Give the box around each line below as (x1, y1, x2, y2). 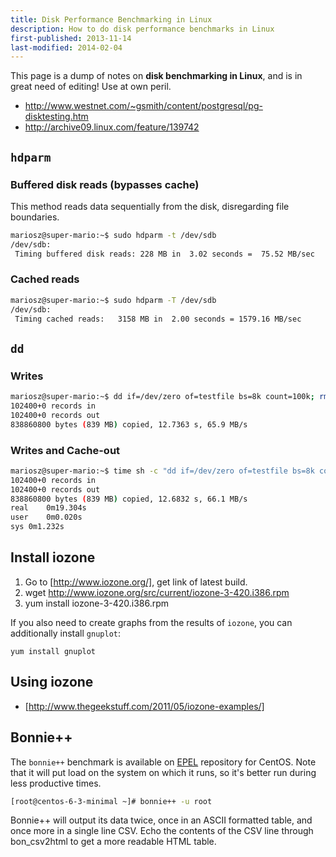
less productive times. (10, 777, 102, 789)
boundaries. (10, 211, 60, 223)
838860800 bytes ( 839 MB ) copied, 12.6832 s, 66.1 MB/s (10, 494, 248, 504)
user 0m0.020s (10, 512, 83, 523)
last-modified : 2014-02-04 (10, 42, 123, 53)
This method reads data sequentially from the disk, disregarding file (10, 200, 290, 212)
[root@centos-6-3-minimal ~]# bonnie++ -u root (10, 796, 213, 806)
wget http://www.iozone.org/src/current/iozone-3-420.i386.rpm (24, 586, 290, 598)
